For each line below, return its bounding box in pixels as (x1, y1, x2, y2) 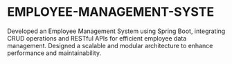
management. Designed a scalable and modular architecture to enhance (7, 41, 213, 50)
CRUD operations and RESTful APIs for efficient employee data (7, 34, 187, 42)
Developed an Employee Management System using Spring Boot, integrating (7, 27, 226, 35)
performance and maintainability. (7, 49, 102, 57)
